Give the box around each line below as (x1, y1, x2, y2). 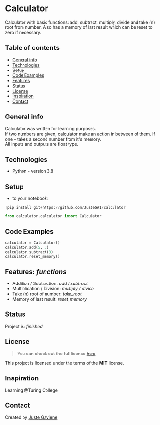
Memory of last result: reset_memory (12, 296, 87, 302)
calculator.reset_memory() (5, 254, 60, 259)
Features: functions (5, 267, 67, 276)
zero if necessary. (5, 29, 42, 35)
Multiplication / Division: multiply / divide (12, 286, 94, 292)
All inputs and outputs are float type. (5, 141, 79, 147)
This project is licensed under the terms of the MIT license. (5, 360, 124, 366)
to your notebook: (12, 195, 48, 201)
